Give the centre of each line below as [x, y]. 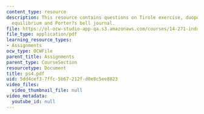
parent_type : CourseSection [42, 62]
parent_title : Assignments [40, 57]
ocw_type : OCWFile [29, 51]
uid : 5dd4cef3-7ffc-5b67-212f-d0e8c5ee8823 [62, 79]
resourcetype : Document [36, 68]
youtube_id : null [34, 101]
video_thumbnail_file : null [47, 90]
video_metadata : [27, 96]
